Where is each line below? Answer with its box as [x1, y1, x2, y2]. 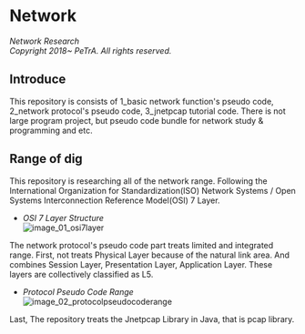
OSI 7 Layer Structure [22, 212, 105, 223]
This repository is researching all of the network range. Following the [9, 175, 268, 187]
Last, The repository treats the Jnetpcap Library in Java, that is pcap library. [9, 313, 295, 324]
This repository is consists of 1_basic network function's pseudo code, [9, 96, 275, 106]
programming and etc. [9, 125, 93, 136]
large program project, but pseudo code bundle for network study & [9, 115, 264, 126]
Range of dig [9, 151, 84, 167]
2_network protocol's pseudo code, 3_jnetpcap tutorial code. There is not [9, 106, 287, 116]
